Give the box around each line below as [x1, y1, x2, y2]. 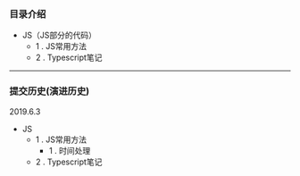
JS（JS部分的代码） [21, 29, 96, 41]
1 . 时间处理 [48, 145, 91, 155]
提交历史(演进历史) [9, 85, 90, 97]
